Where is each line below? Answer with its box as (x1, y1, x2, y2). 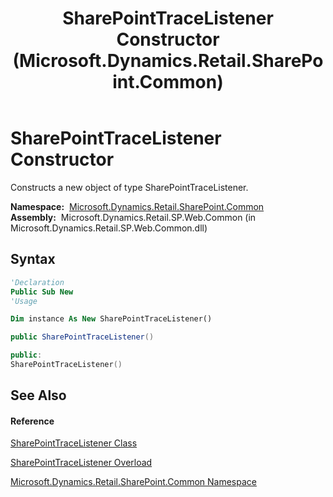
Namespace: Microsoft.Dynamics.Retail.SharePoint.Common (10, 200, 265, 212)
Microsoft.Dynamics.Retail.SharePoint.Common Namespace (10, 476, 257, 488)
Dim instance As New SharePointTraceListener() (10, 314, 213, 324)
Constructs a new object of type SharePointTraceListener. (10, 181, 249, 193)
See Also (10, 387, 67, 404)
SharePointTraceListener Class (10, 437, 138, 449)
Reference (10, 415, 55, 427)
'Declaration (10, 277, 65, 287)
